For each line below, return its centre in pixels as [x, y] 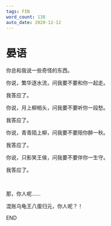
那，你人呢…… [23, 194]
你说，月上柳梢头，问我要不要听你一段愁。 [57, 108]
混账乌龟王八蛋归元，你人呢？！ [44, 206]
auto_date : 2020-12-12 [34, 22]
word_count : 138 [26, 17]
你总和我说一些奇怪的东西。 [39, 70]
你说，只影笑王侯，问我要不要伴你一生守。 [57, 157]
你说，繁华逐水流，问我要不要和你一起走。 [57, 83]
